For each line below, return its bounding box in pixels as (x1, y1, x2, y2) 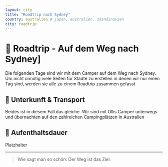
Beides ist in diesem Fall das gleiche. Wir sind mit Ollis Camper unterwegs (5, 109, 157, 114)
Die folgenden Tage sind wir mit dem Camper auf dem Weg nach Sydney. (5, 70, 156, 76)
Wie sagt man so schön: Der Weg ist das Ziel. (17, 156, 111, 162)
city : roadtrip (5, 21, 37, 27)
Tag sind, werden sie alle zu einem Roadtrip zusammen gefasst (5, 81, 136, 87)
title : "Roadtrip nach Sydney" (5, 12, 70, 17)
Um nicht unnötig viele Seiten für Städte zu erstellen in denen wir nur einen (5, 76, 160, 82)
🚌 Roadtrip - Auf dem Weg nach (5, 43, 139, 54)
